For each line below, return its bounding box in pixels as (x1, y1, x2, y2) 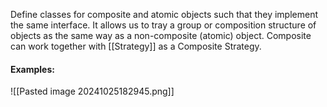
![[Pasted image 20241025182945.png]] (10, 85, 175, 98)
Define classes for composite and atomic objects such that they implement (10, 9, 318, 20)
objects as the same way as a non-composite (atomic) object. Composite (10, 30, 312, 41)
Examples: (10, 63, 55, 75)
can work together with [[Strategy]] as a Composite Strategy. (10, 40, 262, 52)
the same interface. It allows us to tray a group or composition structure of (10, 19, 317, 31)
